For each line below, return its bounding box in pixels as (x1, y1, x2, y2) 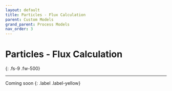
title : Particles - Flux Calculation (5, 12, 86, 17)
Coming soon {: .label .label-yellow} (5, 80, 81, 86)
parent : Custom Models (5, 17, 54, 22)
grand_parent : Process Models (5, 21, 70, 27)
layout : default (5, 7, 40, 13)
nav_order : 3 (5, 27, 33, 32)
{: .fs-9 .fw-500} (5, 65, 40, 72)
